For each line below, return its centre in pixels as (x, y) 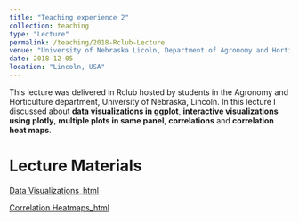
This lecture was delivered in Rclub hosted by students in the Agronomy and (149, 92)
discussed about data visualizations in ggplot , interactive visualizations (144, 111)
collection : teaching (49, 26)
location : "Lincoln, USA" (57, 67)
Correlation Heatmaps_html (59, 207)
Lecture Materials (76, 166)
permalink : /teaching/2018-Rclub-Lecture (87, 42)
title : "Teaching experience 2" (69, 17)
